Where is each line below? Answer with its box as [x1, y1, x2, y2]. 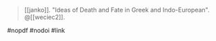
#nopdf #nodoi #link [7, 27, 66, 34]
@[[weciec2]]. [24, 13, 66, 21]
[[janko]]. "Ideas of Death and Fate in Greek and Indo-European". [24, 6, 210, 14]
